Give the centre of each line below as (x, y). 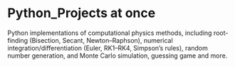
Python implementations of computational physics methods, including (110, 33)
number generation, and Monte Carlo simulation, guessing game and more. (117, 56)
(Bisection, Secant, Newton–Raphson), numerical (101, 40)
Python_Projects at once (82, 13)
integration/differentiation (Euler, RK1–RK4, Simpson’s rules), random (108, 48)
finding (18, 40)
